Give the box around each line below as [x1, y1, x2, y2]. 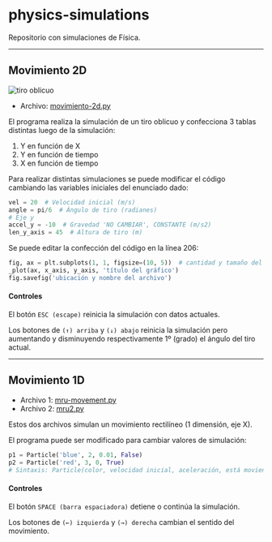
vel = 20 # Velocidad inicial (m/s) [8, 198, 136, 206]
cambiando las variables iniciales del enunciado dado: [8, 183, 189, 192]
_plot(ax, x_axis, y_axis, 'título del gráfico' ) [8, 266, 180, 274]
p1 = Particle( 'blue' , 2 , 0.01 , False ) [8, 450, 143, 459]
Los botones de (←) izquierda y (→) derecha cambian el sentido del [8, 517, 235, 527]
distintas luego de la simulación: [8, 125, 116, 135]
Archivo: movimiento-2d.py [19, 101, 111, 110]
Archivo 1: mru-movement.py [19, 395, 117, 405]
